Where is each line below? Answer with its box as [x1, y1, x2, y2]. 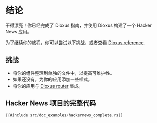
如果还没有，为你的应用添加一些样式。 [12, 76, 92, 83]
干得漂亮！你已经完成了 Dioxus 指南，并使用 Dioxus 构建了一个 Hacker [5, 22, 152, 28]
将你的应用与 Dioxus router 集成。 [12, 83, 83, 89]
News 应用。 [5, 28, 32, 34]
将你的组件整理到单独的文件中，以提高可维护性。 [12, 70, 115, 76]
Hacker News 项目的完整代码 [5, 99, 96, 108]
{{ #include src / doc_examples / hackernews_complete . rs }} [5, 112, 123, 118]
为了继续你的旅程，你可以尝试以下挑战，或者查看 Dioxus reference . [5, 39, 145, 46]
